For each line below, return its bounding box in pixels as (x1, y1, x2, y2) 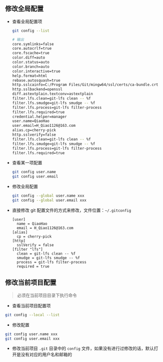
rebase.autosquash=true (12, 78, 61, 83)
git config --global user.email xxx (12, 198, 87, 203)
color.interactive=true (12, 69, 61, 74)
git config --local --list (5, 312, 60, 317)
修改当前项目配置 (5, 279, 56, 287)
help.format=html (12, 73, 48, 78)
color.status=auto (12, 60, 50, 65)
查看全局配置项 (12, 19, 42, 24)
